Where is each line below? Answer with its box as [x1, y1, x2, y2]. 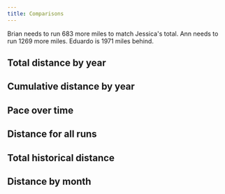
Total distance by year [7, 57, 106, 69]
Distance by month [7, 175, 92, 187]
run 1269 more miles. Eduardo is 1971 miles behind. [7, 36, 154, 45]
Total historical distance [7, 151, 115, 164]
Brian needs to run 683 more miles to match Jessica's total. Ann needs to [7, 29, 219, 38]
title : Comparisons [7, 10, 64, 17]
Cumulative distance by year [7, 81, 135, 93]
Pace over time [7, 104, 74, 116]
